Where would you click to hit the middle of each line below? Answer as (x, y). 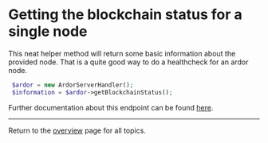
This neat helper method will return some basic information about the (122, 53)
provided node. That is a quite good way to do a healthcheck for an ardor (128, 62)
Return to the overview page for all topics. (77, 130)
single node (48, 31)
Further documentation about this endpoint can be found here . (111, 107)
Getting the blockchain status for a (125, 15)
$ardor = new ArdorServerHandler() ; (73, 85)
